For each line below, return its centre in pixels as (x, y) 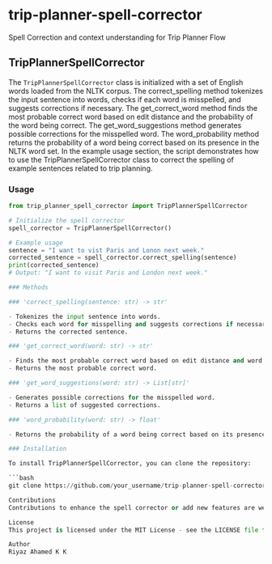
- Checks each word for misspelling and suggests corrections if (121, 324)
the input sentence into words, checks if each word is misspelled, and (125, 100)
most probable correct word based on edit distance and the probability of (131, 117)
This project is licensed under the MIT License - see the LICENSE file (134, 530)
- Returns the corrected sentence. (68, 332)
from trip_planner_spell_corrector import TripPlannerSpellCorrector (128, 206)
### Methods (28, 288)
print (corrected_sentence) (54, 265)
